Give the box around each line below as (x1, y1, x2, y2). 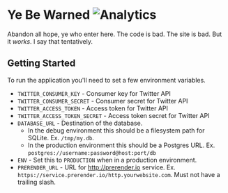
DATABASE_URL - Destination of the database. (17, 119, 143, 127)
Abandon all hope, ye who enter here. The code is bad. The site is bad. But (7, 30, 222, 38)
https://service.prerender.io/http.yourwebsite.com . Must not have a (17, 170, 221, 178)
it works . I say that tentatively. (7, 37, 93, 45)
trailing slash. (17, 178, 56, 186)
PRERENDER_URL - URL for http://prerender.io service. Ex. (17, 163, 176, 171)
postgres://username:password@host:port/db (27, 149, 157, 156)
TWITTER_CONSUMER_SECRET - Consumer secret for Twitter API (17, 96, 188, 105)
